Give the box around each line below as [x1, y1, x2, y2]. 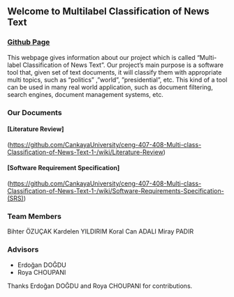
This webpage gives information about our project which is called [7, 53, 196, 61]
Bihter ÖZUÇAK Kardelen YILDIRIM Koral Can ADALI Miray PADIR [7, 227, 194, 236]
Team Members [7, 211, 61, 221]
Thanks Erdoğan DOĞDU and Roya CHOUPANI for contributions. [7, 282, 193, 290]
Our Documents [7, 107, 62, 117]
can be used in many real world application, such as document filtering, [7, 83, 213, 91]
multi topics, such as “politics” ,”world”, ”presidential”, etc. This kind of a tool [7, 75, 228, 84]
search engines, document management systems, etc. [7, 90, 164, 98]
